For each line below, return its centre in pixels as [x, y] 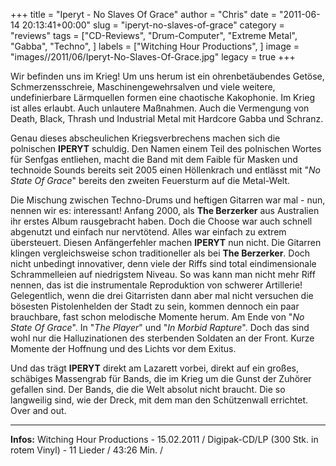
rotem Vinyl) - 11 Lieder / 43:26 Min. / [87, 450]
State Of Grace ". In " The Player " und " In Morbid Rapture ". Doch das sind [160, 327]
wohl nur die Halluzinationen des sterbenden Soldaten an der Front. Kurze [162, 338]
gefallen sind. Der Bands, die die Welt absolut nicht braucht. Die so [148, 389]
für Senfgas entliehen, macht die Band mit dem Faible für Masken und [154, 159]
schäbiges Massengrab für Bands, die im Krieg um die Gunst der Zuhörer [161, 378]
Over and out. [38, 410]
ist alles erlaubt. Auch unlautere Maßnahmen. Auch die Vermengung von [160, 108]
